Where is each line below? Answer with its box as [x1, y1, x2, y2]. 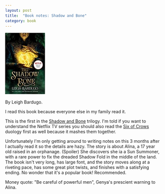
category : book [5, 18, 36, 23]
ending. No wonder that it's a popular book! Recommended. [5, 170, 127, 176]
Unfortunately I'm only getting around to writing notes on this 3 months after [5, 138, 160, 144]
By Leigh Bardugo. [5, 99, 43, 105]
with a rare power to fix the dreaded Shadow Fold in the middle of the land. [5, 154, 157, 160]
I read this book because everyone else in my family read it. [5, 109, 126, 115]
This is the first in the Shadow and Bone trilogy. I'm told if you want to [5, 118, 146, 124]
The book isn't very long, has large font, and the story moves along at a [5, 159, 150, 165]
